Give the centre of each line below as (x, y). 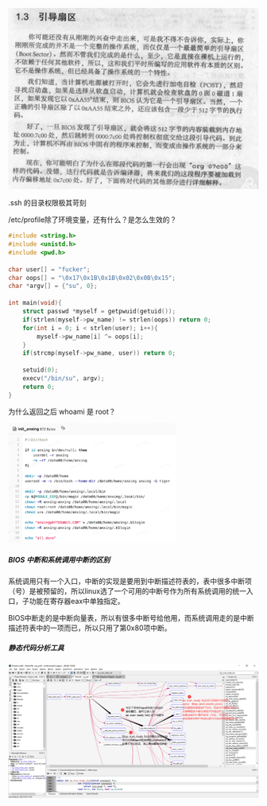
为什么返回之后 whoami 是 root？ (62, 411)
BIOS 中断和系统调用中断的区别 (59, 559)
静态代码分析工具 (36, 648)
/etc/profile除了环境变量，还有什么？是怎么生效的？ (93, 220)
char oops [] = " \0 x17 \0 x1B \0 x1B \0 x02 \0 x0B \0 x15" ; (92, 278)
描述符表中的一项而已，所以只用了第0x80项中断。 (90, 628)
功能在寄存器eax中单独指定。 (77, 601)
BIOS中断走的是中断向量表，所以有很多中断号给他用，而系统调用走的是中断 (131, 617)
